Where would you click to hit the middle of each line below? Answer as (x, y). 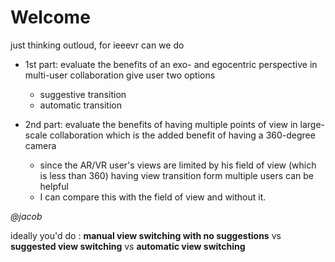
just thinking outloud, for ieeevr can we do (97, 45)
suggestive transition (83, 94)
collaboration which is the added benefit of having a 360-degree (182, 135)
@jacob (26, 216)
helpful (54, 186)
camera (40, 145)
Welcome (50, 17)
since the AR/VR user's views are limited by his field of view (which (178, 165)
